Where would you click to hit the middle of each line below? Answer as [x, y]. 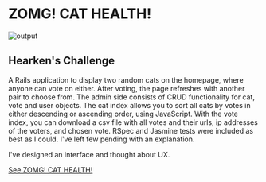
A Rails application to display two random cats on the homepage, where [126, 79]
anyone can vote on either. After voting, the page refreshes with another [127, 88]
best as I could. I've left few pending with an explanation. [102, 139]
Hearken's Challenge [62, 61]
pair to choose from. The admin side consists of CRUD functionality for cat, [131, 97]
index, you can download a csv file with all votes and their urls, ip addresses [133, 122]
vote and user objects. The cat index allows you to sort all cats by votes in [129, 105]
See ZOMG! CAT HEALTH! [51, 170]
